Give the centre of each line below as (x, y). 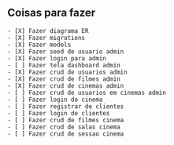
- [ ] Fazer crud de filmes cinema (66, 120)
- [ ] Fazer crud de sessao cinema (66, 134)
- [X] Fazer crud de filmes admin (64, 79)
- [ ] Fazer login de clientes (59, 113)
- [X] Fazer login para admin (57, 58)
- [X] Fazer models (39, 45)
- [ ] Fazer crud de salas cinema (64, 127)
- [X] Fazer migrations (46, 38)
